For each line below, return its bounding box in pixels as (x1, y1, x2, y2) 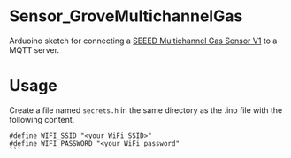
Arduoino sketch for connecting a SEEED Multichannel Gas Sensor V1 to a (9, 35, 278, 46)
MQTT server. (9, 44, 60, 55)
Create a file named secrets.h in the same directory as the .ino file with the (9, 104, 283, 116)
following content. (9, 114, 75, 124)
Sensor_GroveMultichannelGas (9, 6, 243, 26)
